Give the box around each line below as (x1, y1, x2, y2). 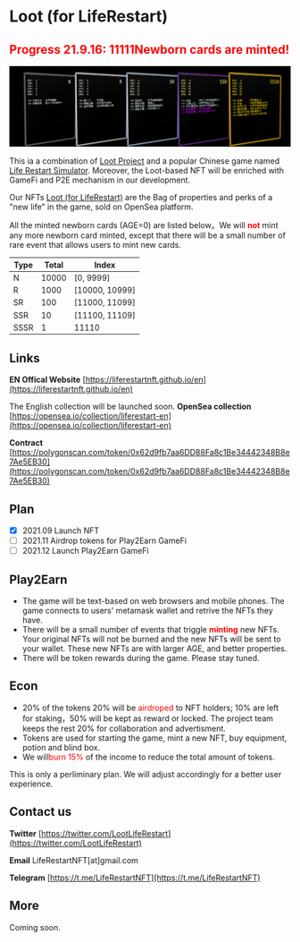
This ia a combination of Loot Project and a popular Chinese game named (9, 156, 280, 166)
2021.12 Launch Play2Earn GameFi (21, 546, 149, 556)
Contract (9, 437, 43, 448)
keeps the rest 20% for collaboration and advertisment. (21, 723, 226, 734)
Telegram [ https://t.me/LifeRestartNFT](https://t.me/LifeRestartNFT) (9, 872, 261, 883)
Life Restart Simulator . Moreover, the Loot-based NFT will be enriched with (9, 165, 284, 176)
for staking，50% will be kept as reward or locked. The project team (21, 713, 274, 724)
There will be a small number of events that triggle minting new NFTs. (21, 624, 279, 635)
